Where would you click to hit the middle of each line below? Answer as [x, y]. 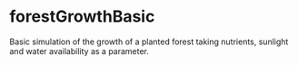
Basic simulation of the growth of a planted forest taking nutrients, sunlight [149, 42]
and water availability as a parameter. [79, 51]
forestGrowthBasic [82, 17]
